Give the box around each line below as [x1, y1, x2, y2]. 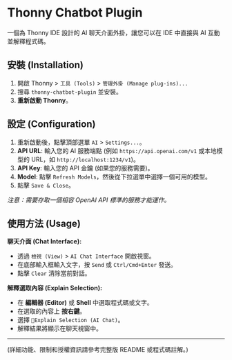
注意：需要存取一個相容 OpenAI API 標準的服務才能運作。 [7, 195, 171, 204]
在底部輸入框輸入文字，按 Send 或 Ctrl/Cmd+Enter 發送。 [17, 261, 177, 269]
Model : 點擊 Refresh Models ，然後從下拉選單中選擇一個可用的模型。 [17, 172, 212, 181]
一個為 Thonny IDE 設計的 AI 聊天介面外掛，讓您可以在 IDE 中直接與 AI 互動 [7, 28, 220, 37]
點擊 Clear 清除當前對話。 [17, 269, 91, 277]
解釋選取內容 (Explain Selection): [7, 284, 102, 292]
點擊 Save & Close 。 [17, 181, 75, 189]
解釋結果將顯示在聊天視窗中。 [17, 324, 102, 332]
